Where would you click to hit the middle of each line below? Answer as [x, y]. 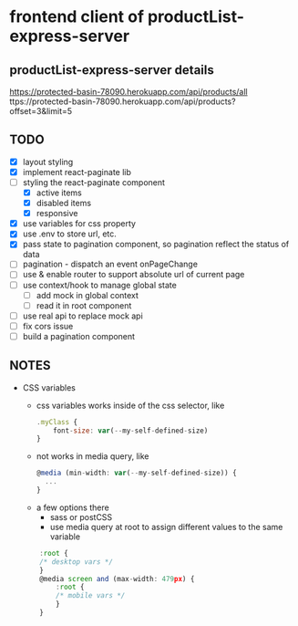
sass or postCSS [81, 516]
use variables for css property [79, 224]
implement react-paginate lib [77, 172]
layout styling [48, 162]
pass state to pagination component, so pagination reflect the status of [156, 245]
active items [59, 193]
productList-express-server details [112, 70]
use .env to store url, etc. [69, 234]
